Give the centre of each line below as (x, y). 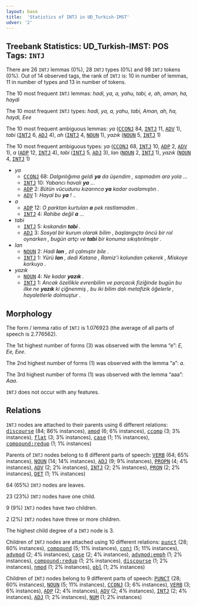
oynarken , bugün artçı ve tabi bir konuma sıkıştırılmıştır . (92, 239)
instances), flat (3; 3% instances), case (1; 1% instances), (78, 437)
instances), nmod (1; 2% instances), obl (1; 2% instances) (76, 567)
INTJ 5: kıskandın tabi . (52, 226)
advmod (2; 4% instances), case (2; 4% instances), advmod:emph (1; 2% (94, 554)
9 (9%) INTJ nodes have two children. (52, 508)
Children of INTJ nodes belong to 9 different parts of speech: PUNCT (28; (94, 578)
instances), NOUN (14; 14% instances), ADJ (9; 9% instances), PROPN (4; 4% (97, 461)
